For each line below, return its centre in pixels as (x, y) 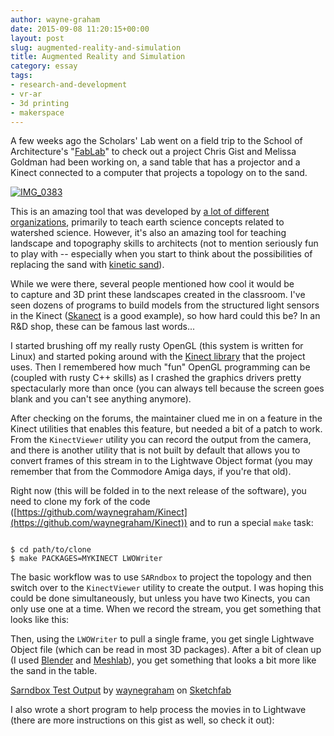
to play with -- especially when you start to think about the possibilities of (161, 254)
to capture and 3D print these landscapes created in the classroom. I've (158, 295)
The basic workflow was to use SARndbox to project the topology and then (161, 577)
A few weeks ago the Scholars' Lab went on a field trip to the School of (156, 141)
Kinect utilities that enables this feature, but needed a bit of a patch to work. (166, 429)
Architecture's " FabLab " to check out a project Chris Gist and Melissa (153, 152)
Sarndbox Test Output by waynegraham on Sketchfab (121, 690)
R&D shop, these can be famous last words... (103, 327)
